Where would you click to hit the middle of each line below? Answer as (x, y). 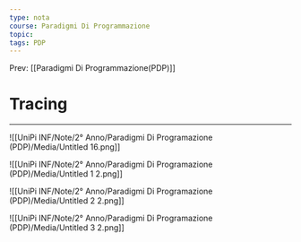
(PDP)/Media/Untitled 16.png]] (65, 147)
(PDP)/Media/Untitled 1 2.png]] (66, 174)
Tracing (39, 104)
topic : (21, 34)
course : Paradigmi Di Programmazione (80, 26)
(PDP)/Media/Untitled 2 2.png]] (67, 201)
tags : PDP (28, 43)
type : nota (30, 17)
